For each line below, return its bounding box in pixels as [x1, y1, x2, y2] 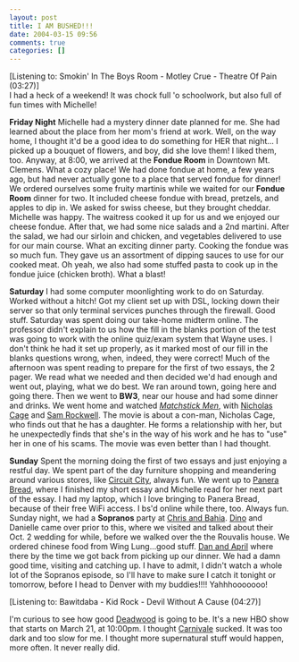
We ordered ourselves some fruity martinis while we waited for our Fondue [9, 183, 286, 194]
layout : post [9, 13, 58, 22]
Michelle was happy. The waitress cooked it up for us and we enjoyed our [9, 212, 280, 223]
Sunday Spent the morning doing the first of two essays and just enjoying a [9, 455, 287, 466]
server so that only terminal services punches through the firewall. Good [9, 305, 276, 316]
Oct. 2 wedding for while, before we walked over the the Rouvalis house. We [9, 531, 290, 542]
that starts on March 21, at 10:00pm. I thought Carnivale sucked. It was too [9, 624, 283, 634]
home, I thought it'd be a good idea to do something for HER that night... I [9, 136, 278, 147]
